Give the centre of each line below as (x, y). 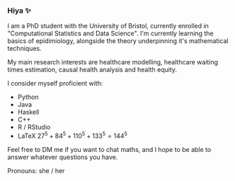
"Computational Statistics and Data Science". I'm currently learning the (110, 33)
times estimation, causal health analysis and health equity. (92, 70)
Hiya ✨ (19, 11)
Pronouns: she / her (36, 170)
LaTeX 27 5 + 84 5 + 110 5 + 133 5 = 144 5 (73, 135)
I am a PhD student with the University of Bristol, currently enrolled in (108, 26)
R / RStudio (34, 127)
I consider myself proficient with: (55, 83)
